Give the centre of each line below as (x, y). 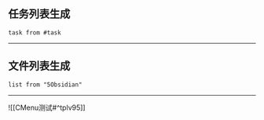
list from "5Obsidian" (45, 85)
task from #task (35, 33)
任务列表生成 (39, 14)
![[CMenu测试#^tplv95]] (47, 107)
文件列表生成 (39, 66)
